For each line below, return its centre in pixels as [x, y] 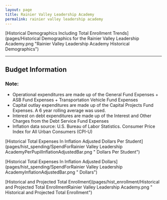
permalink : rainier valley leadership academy [54, 19]
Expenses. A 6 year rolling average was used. [59, 111]
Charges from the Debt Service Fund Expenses [61, 121]
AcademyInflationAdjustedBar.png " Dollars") [51, 172]
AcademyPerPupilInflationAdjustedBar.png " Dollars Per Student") [73, 152]
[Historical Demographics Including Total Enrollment [58, 33]
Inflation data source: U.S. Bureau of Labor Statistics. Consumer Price [84, 126]
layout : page [19, 10]
